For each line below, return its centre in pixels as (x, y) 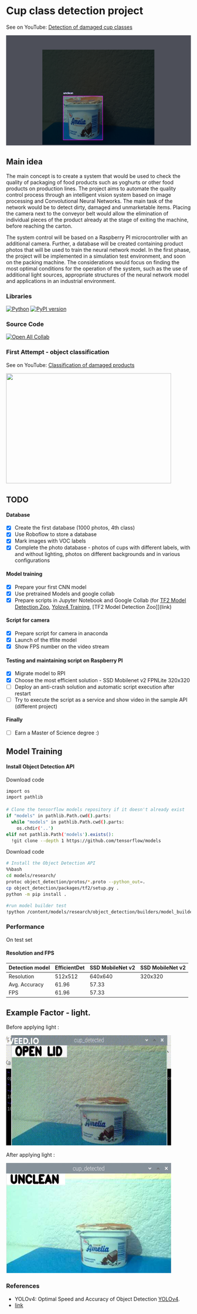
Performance (26, 927)
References (23, 1286)
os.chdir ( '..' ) (35, 828)
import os (18, 791)
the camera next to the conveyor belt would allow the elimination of (87, 213)
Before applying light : (33, 1027)
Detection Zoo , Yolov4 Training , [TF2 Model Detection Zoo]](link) (93, 607)
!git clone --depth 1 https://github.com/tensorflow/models (86, 841)
